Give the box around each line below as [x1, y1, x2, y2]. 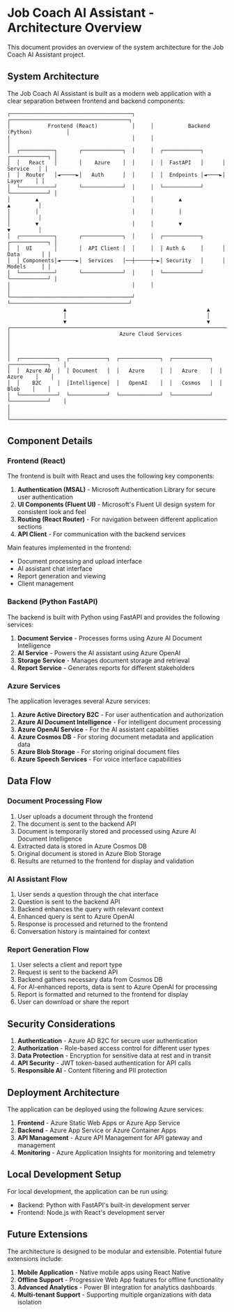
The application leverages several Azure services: [7, 697, 151, 706]
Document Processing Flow [7, 796, 102, 806]
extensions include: [7, 1254, 63, 1263]
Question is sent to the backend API [17, 897, 120, 906]
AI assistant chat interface [17, 564, 93, 573]
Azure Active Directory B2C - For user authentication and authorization [17, 711, 224, 719]
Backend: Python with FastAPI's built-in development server [17, 1201, 190, 1209]
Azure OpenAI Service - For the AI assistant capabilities [17, 725, 180, 734]
